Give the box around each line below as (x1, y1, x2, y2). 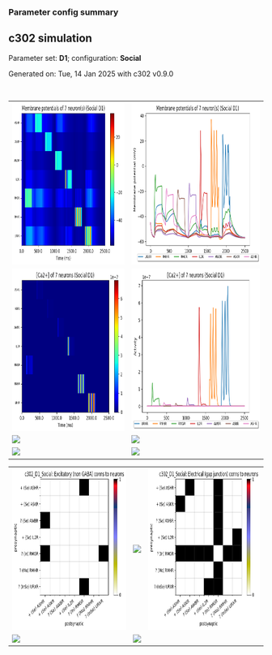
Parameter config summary (8, 6, 119, 18)
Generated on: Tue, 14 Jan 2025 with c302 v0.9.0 (8, 68, 174, 79)
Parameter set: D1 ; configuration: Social (8, 53, 142, 62)
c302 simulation (8, 32, 93, 45)
